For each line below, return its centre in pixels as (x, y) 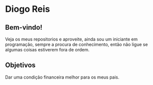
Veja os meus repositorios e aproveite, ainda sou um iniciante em (71, 39)
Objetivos (20, 65)
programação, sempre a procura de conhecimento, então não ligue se (76, 44)
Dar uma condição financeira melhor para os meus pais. (62, 77)
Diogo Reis (28, 9)
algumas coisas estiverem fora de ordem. (47, 50)
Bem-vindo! (24, 27)
